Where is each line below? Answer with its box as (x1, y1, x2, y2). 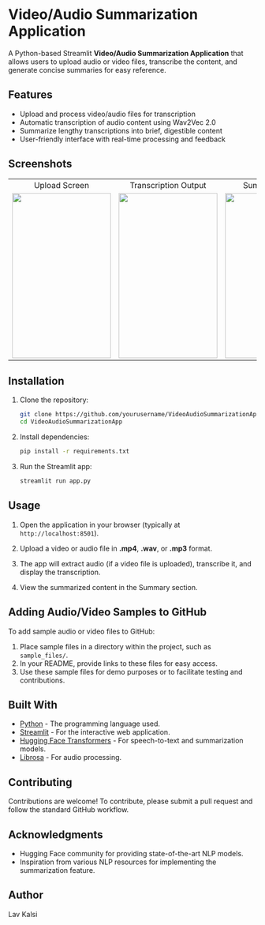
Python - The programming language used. (19, 719, 160, 728)
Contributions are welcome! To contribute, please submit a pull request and (8, 796, 253, 807)
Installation (8, 374, 65, 388)
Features (8, 88, 53, 102)
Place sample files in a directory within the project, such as (19, 641, 211, 651)
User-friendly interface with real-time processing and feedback (19, 134, 226, 144)
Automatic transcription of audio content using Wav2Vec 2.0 (19, 117, 217, 127)
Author (8, 889, 43, 902)
